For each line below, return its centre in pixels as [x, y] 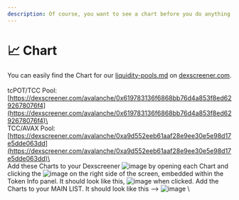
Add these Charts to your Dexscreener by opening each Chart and [118, 166]
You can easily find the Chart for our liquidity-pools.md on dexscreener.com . [119, 75]
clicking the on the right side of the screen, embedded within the [116, 173]
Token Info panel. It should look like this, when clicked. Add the [113, 181]
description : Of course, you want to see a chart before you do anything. [121, 14]
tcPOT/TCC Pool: [32, 90]
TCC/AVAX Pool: [31, 128]
